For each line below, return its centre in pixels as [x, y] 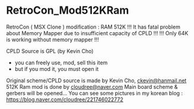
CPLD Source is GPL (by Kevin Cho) [50, 51]
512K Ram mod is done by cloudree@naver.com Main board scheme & [92, 86]
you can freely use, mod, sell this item [61, 63]
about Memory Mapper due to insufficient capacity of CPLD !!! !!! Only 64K [97, 33]
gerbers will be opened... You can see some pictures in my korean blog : [94, 93]
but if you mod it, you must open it [57, 68]
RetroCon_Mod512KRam [68, 10]
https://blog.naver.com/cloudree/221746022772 [65, 99]
